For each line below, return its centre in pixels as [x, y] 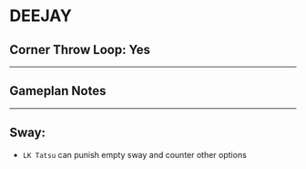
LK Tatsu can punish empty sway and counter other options [135, 154]
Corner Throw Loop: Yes [80, 50]
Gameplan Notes [58, 91]
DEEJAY [41, 16]
